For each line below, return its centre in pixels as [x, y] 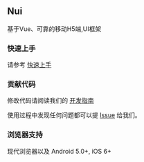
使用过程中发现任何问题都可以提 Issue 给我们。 [74, 115]
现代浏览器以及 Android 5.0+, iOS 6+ [60, 151]
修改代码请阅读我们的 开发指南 [51, 101]
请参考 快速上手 [29, 65]
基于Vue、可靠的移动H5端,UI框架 [54, 29]
